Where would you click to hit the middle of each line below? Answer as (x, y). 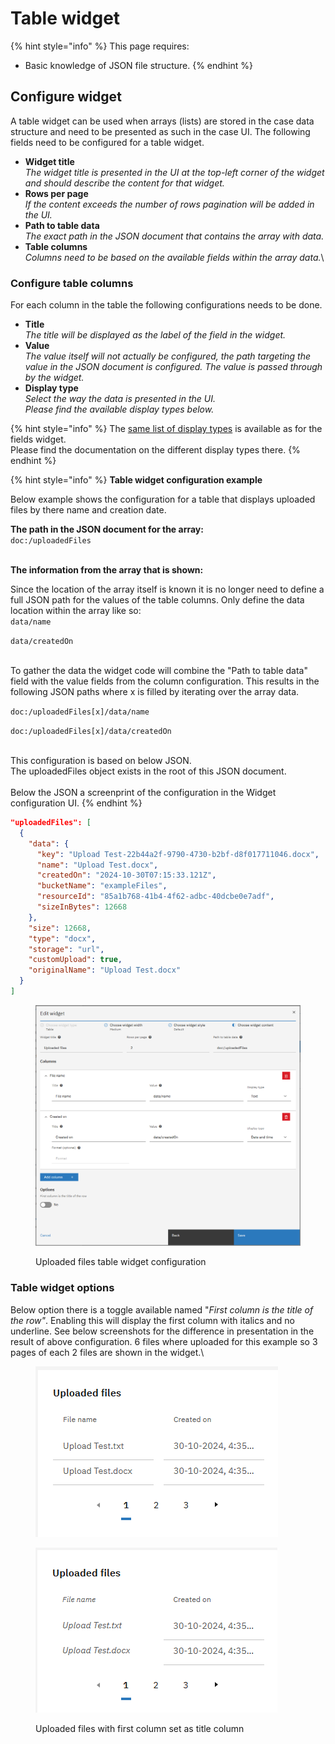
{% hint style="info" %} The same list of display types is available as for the (166, 429)
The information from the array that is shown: (107, 570)
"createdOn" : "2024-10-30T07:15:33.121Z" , (126, 875)
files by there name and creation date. (88, 510)
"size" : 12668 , (60, 928)
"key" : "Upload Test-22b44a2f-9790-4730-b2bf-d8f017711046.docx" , (178, 854)
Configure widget (66, 97)
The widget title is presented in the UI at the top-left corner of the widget (174, 172)
